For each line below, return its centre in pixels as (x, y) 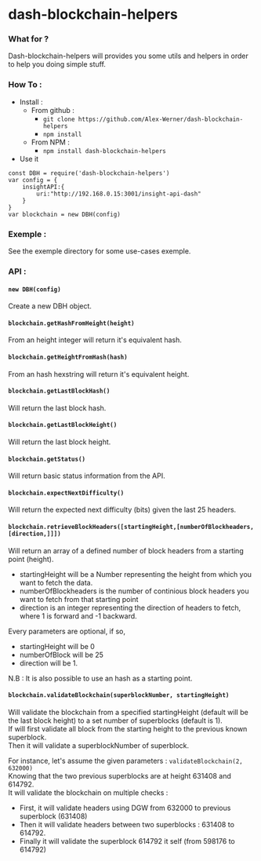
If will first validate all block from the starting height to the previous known (128, 728)
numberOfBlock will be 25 (62, 655)
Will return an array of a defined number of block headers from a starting (126, 550)
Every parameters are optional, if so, (67, 631)
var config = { (33, 180)
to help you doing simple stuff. (57, 64)
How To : (25, 85)
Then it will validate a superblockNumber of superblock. (99, 745)
